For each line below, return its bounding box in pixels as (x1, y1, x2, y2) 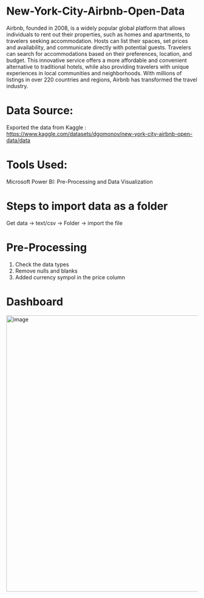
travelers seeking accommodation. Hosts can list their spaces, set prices (6, 37, 188, 44)
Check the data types (15, 260, 69, 268)
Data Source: (6, 104, 73, 118)
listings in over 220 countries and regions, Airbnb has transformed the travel (6, 76, 197, 83)
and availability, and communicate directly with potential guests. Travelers (6, 44, 191, 51)
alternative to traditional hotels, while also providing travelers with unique (6, 63, 189, 70)
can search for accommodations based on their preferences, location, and (6, 50, 192, 57)
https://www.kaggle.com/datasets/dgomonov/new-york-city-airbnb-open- (6, 130, 193, 137)
